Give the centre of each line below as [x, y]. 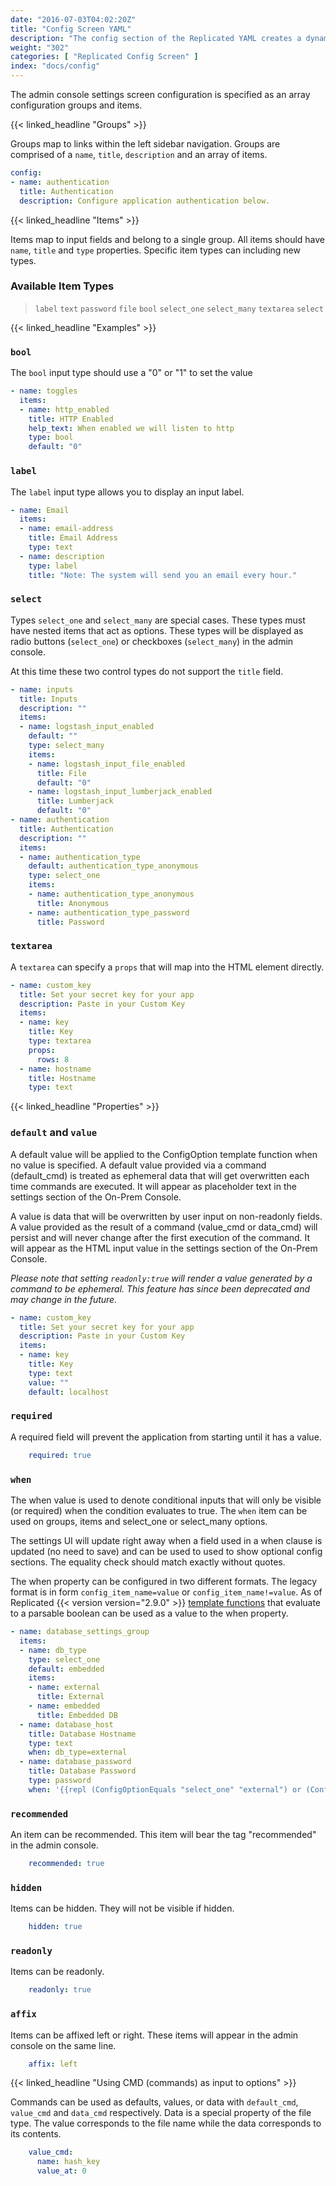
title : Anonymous [73, 903]
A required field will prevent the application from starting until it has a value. [166, 1437]
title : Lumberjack [75, 801]
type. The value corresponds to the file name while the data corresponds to [166, 2123]
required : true [60, 1455]
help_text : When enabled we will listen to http [131, 428]
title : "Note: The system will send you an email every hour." [163, 575]
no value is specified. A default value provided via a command [138, 1165]
